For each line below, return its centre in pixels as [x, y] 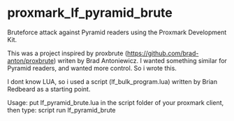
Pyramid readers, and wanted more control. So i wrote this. [92, 68]
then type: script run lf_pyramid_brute [62, 110]
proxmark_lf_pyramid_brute [90, 13]
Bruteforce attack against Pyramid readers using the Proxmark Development [117, 32]
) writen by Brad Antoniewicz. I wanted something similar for [140, 60]
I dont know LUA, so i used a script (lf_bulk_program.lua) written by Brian [112, 81]
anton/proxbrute [31, 60]
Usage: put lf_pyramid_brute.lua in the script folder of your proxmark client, [116, 102]
